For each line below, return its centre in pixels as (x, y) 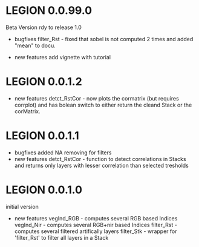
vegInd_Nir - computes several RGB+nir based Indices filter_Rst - (96, 225)
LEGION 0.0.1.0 (44, 190)
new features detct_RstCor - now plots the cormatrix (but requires (96, 98)
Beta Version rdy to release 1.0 (44, 27)
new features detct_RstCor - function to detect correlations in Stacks (100, 159)
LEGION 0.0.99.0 (49, 11)
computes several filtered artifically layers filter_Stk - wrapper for (96, 231)
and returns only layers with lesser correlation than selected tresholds (101, 165)
